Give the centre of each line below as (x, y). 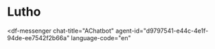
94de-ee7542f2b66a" (38, 37)
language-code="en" (101, 37)
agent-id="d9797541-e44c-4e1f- (162, 31)
